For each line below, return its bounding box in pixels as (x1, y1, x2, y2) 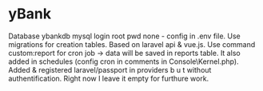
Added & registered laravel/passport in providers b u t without (8, 65, 212, 74)
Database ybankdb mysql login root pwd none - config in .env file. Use (8, 31, 241, 41)
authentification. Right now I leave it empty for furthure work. (8, 73, 209, 83)
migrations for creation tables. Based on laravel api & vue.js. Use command (8, 39, 256, 49)
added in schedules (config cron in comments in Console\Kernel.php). (8, 57, 239, 66)
